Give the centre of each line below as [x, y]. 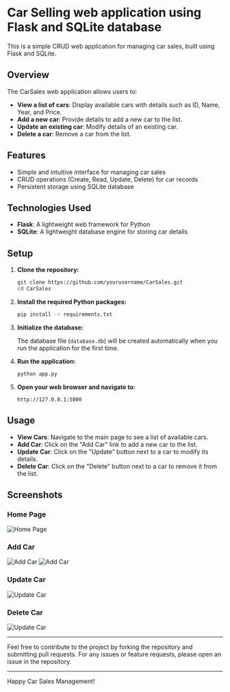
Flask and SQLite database [85, 27]
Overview [28, 75]
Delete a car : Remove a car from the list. [74, 134]
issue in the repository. [39, 662]
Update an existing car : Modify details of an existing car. [97, 126]
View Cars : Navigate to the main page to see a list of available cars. [113, 437]
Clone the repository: [48, 270]
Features [26, 156]
